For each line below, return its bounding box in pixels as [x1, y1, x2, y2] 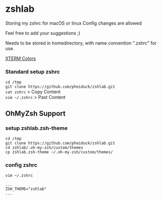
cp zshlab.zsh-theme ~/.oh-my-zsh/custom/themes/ [5, 149, 113, 154]
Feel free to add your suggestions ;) [5, 30, 81, 36]
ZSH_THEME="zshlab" [5, 187, 47, 192]
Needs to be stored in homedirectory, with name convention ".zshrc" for [5, 39, 157, 46]
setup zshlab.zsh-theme [5, 124, 68, 131]
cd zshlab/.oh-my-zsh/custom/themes [5, 145, 83, 150]
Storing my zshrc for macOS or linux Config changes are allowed [5, 20, 142, 26]
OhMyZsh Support [5, 109, 66, 118]
